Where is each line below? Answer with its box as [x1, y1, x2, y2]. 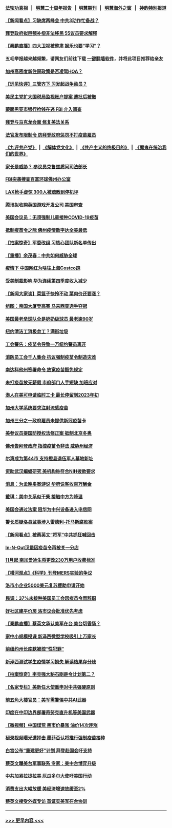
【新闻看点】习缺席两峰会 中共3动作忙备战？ [5, 17, 99, 24]
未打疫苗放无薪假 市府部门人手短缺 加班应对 [5, 379, 97, 385]
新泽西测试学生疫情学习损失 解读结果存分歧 [5, 658, 96, 664]
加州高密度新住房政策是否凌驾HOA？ [5, 68, 83, 74]
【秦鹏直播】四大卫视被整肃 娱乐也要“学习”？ [5, 43, 101, 49]
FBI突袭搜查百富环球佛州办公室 [5, 176, 71, 182]
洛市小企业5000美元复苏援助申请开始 [5, 582, 85, 588]
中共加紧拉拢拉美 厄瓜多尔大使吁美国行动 [5, 773, 92, 779]
